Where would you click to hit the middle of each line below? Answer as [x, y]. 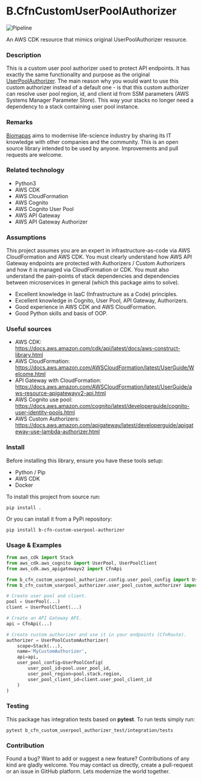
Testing [17, 706]
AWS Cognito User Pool [44, 209]
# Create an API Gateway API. [44, 618]
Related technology [35, 170]
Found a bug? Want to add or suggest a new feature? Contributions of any [98, 758]
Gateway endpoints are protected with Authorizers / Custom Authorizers [96, 263]
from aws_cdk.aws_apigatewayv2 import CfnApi [64, 569]
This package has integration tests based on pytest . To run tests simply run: [101, 719]
